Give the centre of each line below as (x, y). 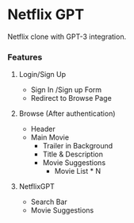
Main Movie (50, 137)
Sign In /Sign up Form (66, 90)
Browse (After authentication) (67, 113)
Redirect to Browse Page (71, 98)
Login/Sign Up (42, 75)
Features (25, 57)
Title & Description (73, 154)
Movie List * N (78, 171)
